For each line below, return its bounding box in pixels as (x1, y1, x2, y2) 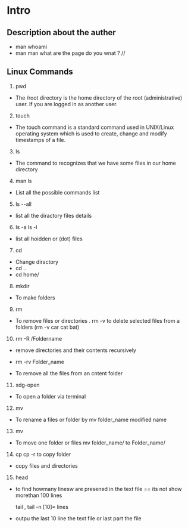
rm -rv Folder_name (15, 358, 65, 365)
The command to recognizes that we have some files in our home (15, 159, 176, 166)
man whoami (15, 43, 47, 50)
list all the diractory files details (15, 212, 92, 219)
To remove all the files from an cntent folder (15, 369, 123, 376)
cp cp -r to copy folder (15, 450, 71, 458)
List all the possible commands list (15, 189, 100, 196)
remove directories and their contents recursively (15, 347, 136, 354)
